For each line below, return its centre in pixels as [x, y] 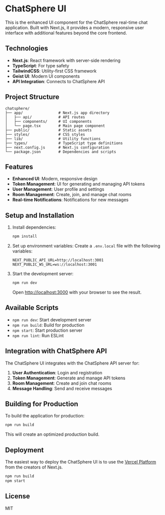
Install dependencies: [34, 227]
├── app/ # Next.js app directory [57, 113]
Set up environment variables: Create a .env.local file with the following [86, 246]
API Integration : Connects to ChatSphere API [58, 81]
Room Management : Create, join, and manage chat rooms [72, 195]
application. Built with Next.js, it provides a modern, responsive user [75, 27]
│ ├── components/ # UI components [49, 121]
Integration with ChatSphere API [56, 351]
